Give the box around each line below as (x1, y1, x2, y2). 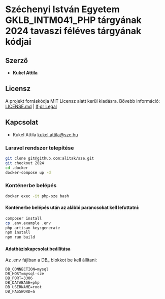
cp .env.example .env (5, 220, 51, 226)
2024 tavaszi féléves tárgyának (5, 25, 142, 37)
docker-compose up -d (5, 170, 51, 175)
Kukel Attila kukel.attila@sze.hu (12, 131, 78, 138)
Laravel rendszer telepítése (5, 144, 74, 151)
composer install (5, 216, 42, 221)
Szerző (5, 56, 28, 65)
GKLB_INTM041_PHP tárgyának (5, 14, 142, 26)
